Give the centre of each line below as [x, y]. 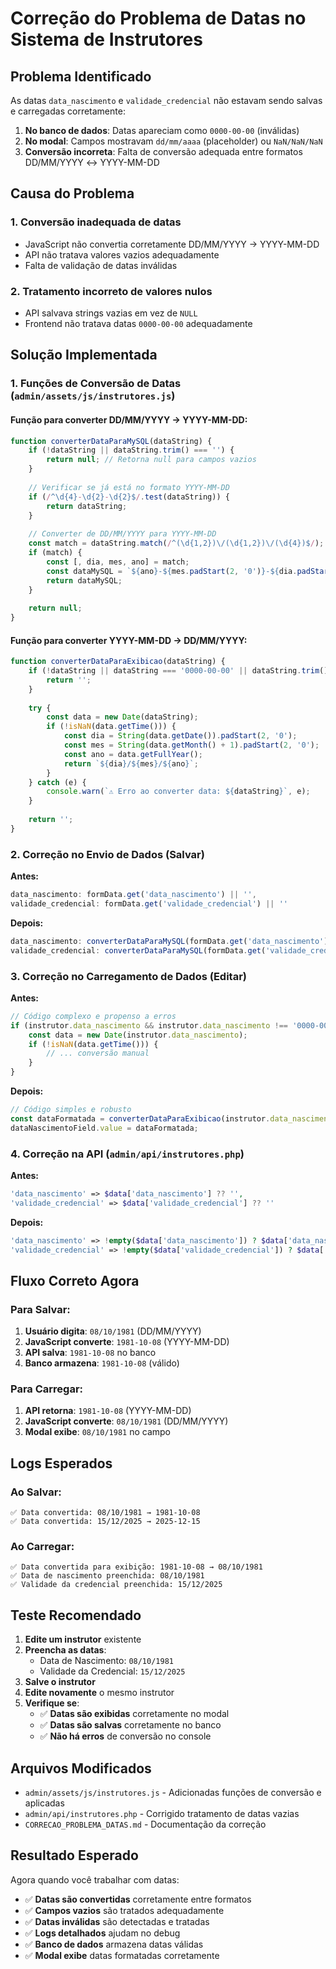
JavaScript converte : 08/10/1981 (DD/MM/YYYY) [126, 1421]
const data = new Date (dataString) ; [122, 717]
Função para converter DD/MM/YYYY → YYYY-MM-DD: [129, 419]
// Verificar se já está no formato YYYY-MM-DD [129, 487]
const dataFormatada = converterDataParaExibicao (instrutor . [140, 1118]
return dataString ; [87, 506]
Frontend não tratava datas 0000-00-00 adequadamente [138, 323]
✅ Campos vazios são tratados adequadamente [124, 1910]
